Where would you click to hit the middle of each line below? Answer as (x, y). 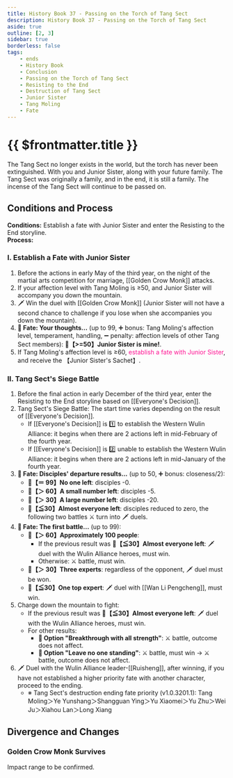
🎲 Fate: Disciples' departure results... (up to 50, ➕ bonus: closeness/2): (121, 474)
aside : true (24, 26)
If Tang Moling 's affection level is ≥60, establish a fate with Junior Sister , (121, 352)
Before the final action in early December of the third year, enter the (114, 394)
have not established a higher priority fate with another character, (111, 678)
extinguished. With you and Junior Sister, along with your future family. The (115, 172)
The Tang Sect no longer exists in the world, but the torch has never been (113, 164)
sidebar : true (28, 40)
